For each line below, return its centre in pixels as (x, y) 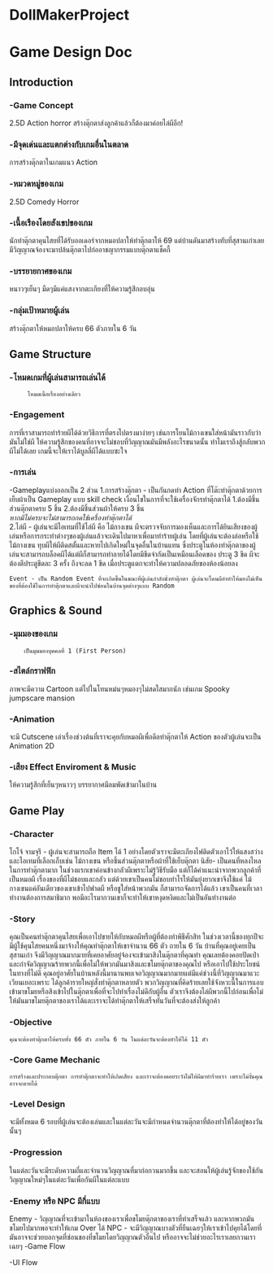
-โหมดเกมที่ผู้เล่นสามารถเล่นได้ (58, 377)
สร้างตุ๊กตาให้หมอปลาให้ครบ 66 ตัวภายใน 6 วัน (73, 328)
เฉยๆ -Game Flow (37, 1246)
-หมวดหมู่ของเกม (37, 184)
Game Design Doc (71, 52)
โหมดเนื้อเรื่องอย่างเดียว (54, 395)
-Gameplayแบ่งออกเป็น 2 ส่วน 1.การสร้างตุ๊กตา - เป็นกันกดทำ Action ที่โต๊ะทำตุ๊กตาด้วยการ (136, 490)
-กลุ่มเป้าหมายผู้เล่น (39, 311)
